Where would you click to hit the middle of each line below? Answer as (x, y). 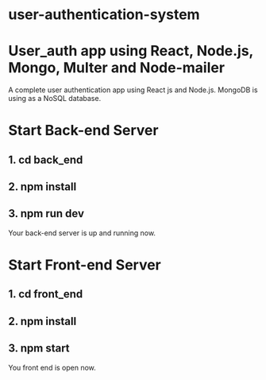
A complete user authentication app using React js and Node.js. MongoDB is (133, 90)
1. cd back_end (46, 159)
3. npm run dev (46, 213)
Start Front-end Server (85, 265)
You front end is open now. (52, 367)
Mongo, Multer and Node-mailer (116, 68)
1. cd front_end (46, 295)
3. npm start (39, 349)
